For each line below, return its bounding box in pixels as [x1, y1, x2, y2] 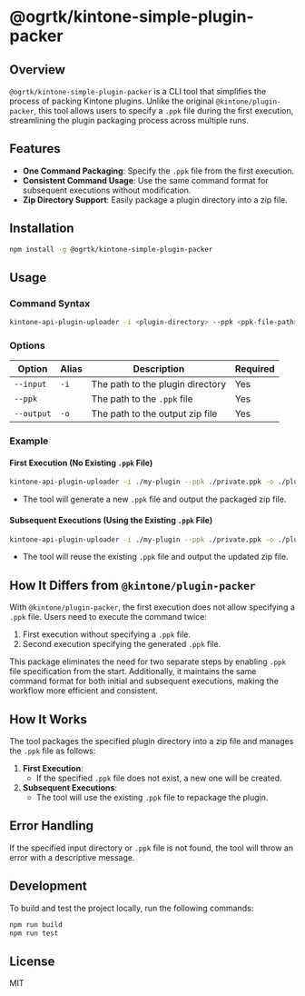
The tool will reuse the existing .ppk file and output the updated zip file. [22, 552, 289, 563]
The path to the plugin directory [91, 378, 227, 391]
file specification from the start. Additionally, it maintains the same [9, 666, 257, 677]
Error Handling [9, 818, 93, 833]
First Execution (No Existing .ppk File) [9, 457, 153, 468]
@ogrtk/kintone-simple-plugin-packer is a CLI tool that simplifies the [9, 86, 267, 96]
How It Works [9, 712, 88, 727]
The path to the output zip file [91, 407, 218, 420]
